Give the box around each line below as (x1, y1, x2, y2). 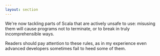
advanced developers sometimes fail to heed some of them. (5, 45, 126, 51)
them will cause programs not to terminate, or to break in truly (5, 25, 130, 32)
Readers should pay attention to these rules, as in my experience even (5, 40, 147, 46)
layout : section (5, 7, 38, 12)
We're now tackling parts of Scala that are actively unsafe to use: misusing (5, 20, 156, 26)
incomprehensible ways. (5, 31, 55, 37)
